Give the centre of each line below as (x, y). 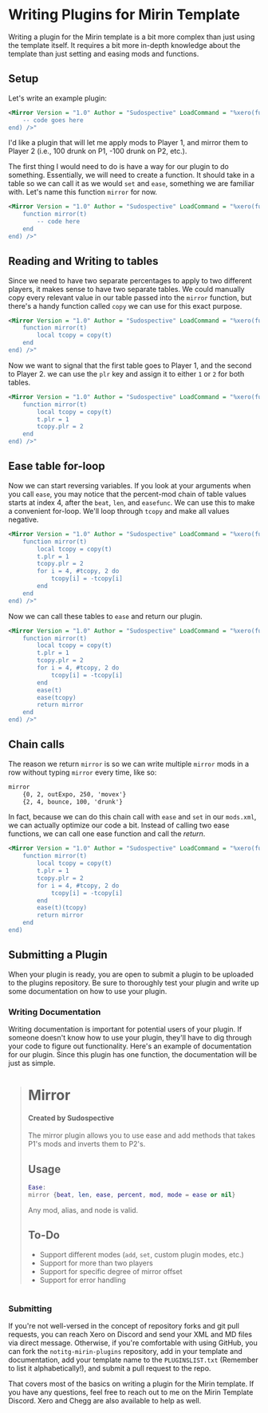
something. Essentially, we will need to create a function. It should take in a (132, 175)
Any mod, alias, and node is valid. (83, 1210)
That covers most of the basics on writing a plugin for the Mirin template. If (131, 1384)
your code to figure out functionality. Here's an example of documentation (130, 1046)
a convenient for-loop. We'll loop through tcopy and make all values (119, 511)
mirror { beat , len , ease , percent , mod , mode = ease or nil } (132, 1195)
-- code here (59, 222)
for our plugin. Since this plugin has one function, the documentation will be (133, 1055)
